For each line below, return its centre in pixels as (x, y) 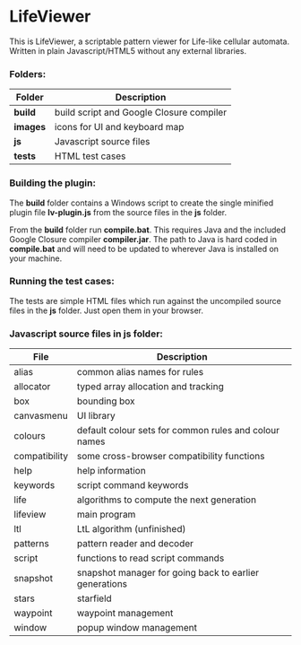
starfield (94, 598)
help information (111, 471)
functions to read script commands (150, 558)
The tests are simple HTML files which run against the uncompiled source (146, 301)
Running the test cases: (62, 282)
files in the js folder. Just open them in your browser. (107, 310)
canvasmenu (41, 416)
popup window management (137, 628)
